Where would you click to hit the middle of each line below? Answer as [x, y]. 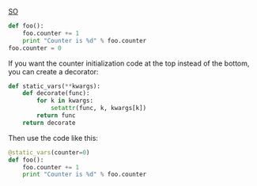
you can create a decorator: [53, 71]
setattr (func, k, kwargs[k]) [98, 108]
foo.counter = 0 [35, 48]
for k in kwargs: [65, 101]
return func [57, 116]
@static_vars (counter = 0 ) [49, 152]
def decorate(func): [56, 93]
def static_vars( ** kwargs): [55, 86]
